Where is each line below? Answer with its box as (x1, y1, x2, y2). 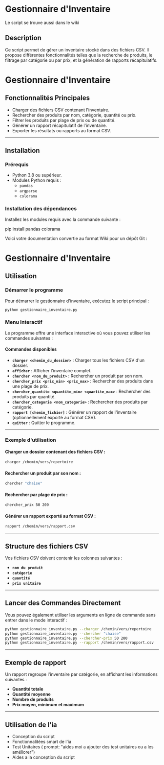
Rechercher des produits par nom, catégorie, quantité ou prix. (12, 112, 137, 118)
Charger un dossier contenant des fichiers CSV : (5, 449, 106, 454)
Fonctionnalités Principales (5, 94, 90, 102)
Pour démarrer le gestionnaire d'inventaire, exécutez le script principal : (5, 298, 149, 304)
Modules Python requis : (12, 177, 61, 183)
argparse (19, 189, 38, 194)
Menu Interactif (5, 319, 43, 326)
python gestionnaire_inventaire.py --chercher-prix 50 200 (5, 636, 128, 641)
